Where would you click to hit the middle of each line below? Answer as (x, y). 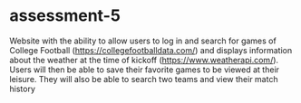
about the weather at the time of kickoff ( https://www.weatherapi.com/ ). (144, 60)
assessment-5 (65, 16)
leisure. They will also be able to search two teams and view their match (144, 79)
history (23, 89)
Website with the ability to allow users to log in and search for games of (143, 41)
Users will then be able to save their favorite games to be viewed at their (144, 70)
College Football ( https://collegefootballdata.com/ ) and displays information (151, 50)
